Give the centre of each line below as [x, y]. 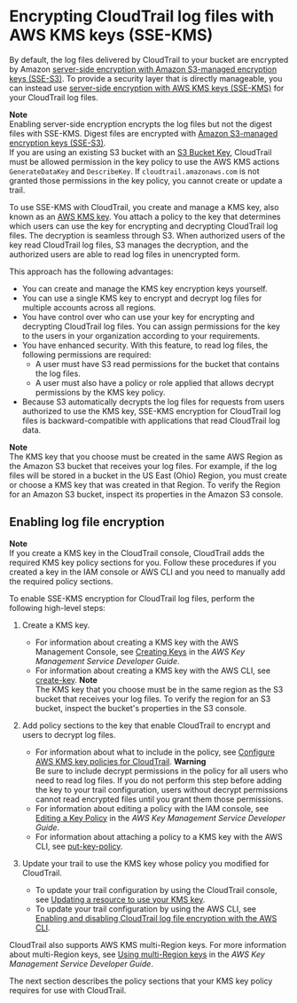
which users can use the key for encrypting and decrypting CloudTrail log [144, 226]
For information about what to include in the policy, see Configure [155, 752]
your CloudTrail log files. [54, 97]
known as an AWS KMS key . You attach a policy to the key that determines [145, 216]
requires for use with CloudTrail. [68, 990]
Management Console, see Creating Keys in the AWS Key [140, 651]
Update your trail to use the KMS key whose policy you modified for [145, 863]
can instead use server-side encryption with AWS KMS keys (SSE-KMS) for [147, 88]
